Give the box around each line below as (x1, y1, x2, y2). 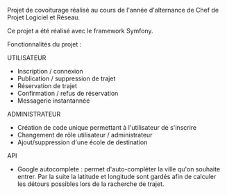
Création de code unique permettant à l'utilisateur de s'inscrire (17, 124, 197, 131)
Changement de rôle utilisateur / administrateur (17, 131, 153, 139)
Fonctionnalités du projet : (7, 40, 82, 48)
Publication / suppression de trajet (17, 74, 116, 83)
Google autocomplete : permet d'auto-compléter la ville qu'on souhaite (17, 165, 221, 173)
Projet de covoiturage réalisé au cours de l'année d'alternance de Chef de (7, 6, 219, 14)
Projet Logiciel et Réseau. (7, 13, 81, 22)
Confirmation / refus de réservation (17, 90, 119, 97)
